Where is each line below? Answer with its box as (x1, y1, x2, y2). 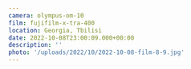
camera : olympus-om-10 (8, 11, 84, 20)
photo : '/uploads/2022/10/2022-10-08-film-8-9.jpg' (8, 48, 185, 56)
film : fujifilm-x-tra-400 (8, 19, 95, 27)
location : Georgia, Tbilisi (8, 26, 103, 34)
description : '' (8, 41, 63, 49)
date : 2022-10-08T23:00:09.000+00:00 (8, 33, 135, 42)
